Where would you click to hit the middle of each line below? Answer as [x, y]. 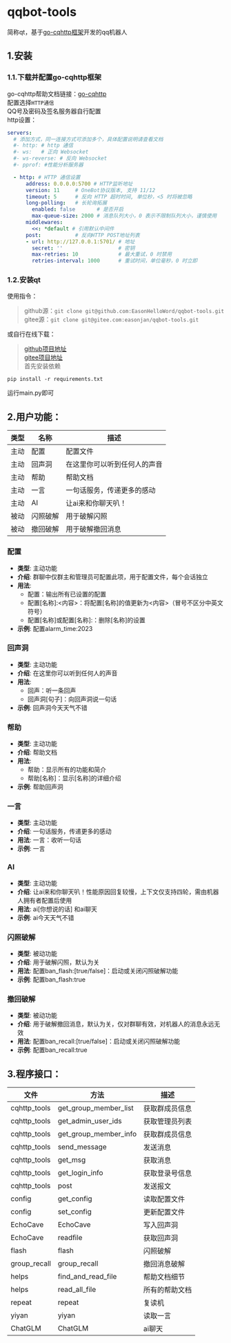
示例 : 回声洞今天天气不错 [52, 707]
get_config [75, 1199]
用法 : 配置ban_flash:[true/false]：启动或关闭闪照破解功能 [98, 971]
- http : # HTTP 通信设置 [47, 177]
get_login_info [80, 1173]
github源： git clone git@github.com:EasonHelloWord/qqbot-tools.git [124, 311]
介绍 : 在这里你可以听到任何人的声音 [67, 673]
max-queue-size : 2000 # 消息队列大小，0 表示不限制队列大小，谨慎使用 [124, 216]
